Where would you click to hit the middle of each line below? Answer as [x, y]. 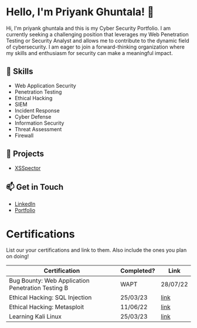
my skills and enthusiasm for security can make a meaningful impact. [89, 53]
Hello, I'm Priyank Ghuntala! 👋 [80, 12]
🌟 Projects [25, 154]
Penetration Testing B [39, 288]
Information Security [39, 123]
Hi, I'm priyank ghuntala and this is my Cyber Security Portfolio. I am [89, 28]
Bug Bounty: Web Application [49, 281]
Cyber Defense [33, 117]
